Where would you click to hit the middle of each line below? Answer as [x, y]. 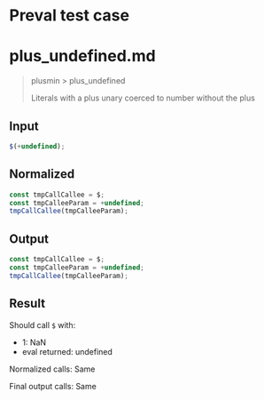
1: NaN [34, 342]
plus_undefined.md [83, 56]
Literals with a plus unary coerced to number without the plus [143, 98]
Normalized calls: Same [52, 369]
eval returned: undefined [67, 351]
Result [27, 304]
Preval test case [70, 16]
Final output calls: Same [53, 386]
